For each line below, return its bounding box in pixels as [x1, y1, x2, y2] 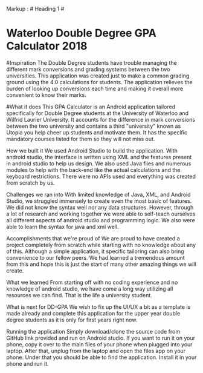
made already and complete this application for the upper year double [6, 309, 181, 317]
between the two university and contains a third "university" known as [6, 122, 181, 130]
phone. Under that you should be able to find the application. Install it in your [6, 354, 197, 361]
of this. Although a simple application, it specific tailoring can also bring [6, 248, 184, 255]
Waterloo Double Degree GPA [6, 27, 157, 40]
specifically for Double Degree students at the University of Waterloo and [6, 109, 189, 117]
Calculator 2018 [6, 39, 88, 53]
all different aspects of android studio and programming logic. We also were [6, 216, 195, 223]
